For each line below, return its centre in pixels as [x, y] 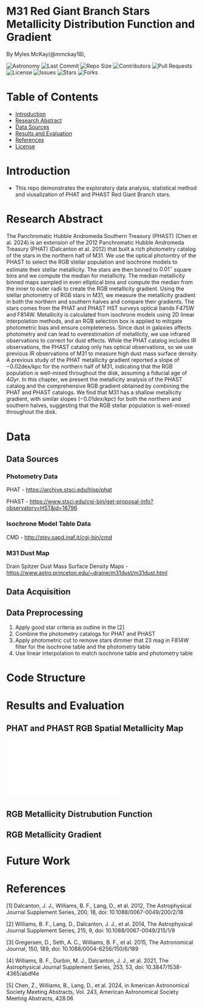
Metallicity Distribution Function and [100, 24]
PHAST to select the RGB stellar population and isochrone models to [92, 262]
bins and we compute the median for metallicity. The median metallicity [96, 276]
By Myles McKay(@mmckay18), [46, 54]
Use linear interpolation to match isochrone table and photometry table [104, 653]
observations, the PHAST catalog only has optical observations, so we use [100, 347]
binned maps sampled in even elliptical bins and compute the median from [100, 283]
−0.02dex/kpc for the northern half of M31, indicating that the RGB [90, 367]
